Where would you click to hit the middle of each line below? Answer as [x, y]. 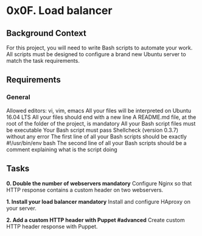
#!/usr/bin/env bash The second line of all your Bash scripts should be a [96, 143]
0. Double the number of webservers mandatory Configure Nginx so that [99, 183]
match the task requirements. [43, 61]
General [18, 97]
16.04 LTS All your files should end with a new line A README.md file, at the [101, 117]
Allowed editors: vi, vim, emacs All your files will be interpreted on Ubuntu [99, 110]
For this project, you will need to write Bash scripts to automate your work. [99, 48]
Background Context [46, 33]
